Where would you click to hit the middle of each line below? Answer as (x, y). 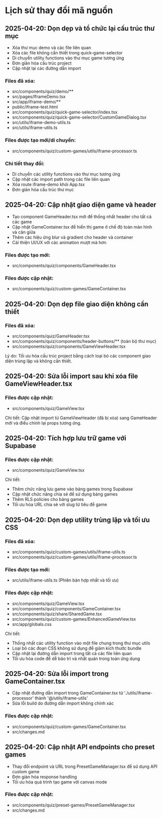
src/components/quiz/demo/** (43, 91)
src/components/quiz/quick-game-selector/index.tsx (65, 112)
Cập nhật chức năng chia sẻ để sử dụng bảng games (65, 494)
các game (22, 222)
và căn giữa (24, 232)
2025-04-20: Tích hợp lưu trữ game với (66, 438)
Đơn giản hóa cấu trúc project (42, 63)
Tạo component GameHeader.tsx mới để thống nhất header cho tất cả (82, 216)
